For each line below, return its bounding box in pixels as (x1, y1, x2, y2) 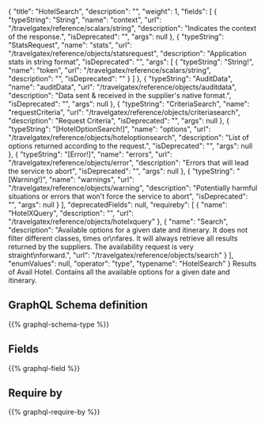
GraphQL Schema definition (8, 298, 148, 312)
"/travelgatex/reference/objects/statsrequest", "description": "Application (8, 49, 247, 58)
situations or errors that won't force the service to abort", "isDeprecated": (8, 191, 248, 201)
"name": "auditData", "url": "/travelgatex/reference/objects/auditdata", (8, 82, 237, 92)
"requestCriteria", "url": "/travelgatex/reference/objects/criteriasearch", (8, 108, 240, 117)
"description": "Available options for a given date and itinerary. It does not (8, 225, 248, 234)
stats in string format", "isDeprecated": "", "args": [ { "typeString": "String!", (8, 57, 255, 66)
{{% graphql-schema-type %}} (8, 320, 110, 329)
